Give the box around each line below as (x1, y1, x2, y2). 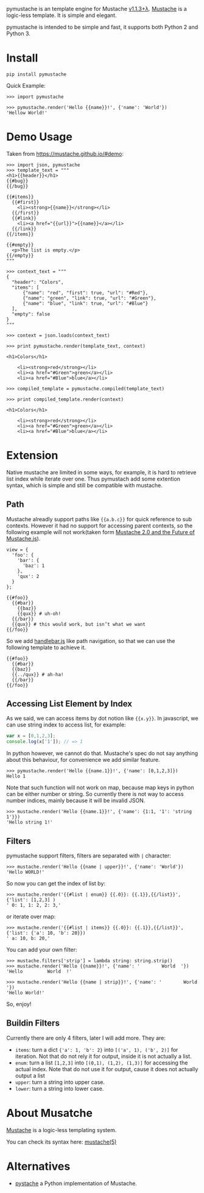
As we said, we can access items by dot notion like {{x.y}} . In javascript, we (6, 715, 199, 722)
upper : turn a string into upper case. (15, 1078, 105, 1086)
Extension (6, 449, 58, 462)
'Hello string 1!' (6, 819, 53, 826)
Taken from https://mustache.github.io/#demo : (6, 150, 124, 157)
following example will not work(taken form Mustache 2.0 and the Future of (6, 528, 195, 535)
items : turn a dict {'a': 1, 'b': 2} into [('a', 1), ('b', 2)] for (15, 1046, 178, 1053)
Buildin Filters (6, 1018, 60, 1029)
